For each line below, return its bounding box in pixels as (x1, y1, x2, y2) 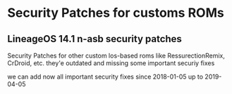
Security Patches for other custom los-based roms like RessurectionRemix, (7, 51, 226, 60)
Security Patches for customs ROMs (7, 5, 224, 21)
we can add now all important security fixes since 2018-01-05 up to (7, 72, 203, 81)
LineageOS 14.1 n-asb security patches (7, 33, 182, 45)
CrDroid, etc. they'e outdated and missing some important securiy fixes (7, 59, 215, 67)
